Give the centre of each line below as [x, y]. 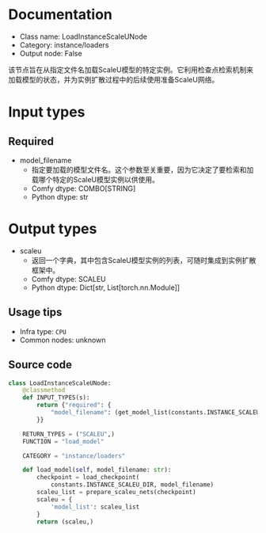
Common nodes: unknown [63, 340]
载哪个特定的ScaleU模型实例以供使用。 [95, 179]
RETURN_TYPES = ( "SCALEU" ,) [68, 434]
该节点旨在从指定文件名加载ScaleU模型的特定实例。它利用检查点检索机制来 [131, 70]
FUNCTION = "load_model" [63, 441]
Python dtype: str [60, 196]
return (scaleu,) [65, 522]
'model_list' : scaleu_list [95, 507]
